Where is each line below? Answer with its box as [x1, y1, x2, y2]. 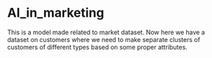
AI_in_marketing [7, 5, 105, 21]
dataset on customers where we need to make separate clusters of [7, 35, 201, 43]
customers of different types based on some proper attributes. [7, 43, 188, 51]
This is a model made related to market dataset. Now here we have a [7, 28, 205, 36]
